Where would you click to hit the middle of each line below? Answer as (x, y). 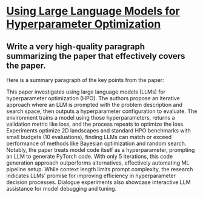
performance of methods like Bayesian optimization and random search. (96, 143)
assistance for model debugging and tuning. (62, 189)
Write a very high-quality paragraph (76, 46)
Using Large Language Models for (93, 11)
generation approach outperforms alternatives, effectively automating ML (98, 163)
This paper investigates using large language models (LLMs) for (86, 92)
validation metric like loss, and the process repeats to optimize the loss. (95, 124)
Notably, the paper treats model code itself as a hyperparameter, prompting (101, 150)
